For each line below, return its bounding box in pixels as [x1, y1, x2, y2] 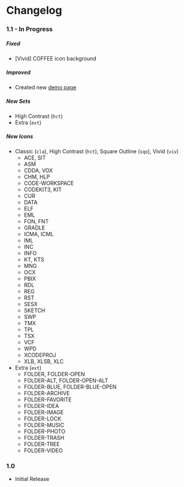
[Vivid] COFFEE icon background [14, 55, 97, 62]
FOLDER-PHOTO [23, 428, 66, 435]
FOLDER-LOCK [23, 415, 62, 422]
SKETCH [23, 307, 46, 314]
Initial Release [14, 476, 50, 483]
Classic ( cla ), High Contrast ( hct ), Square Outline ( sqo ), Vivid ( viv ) [14, 147, 179, 155]
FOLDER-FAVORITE [23, 396, 72, 403]
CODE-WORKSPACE [23, 179, 74, 186]
